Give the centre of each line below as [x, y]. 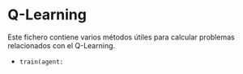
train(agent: [41, 62]
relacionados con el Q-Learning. [62, 45]
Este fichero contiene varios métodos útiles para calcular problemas [122, 37]
